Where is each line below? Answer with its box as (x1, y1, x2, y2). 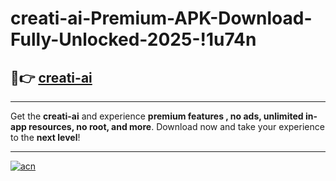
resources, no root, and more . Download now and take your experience (28, 121, 325, 132)
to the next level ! (10, 132, 81, 143)
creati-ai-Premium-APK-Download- (10, 7, 313, 30)
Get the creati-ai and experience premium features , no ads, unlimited (10, 110, 304, 122)
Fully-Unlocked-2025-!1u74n (10, 28, 257, 51)
